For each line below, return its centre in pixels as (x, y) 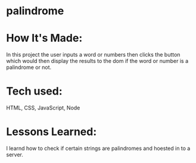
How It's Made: (44, 38)
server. (15, 155)
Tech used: (34, 91)
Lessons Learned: (52, 132)
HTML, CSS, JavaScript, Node (43, 108)
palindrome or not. (29, 67)
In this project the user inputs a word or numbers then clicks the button (93, 55)
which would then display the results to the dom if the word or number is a (97, 61)
